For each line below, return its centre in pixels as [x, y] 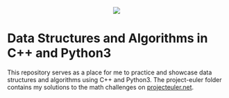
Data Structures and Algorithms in [108, 39]
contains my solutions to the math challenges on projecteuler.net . [101, 87]
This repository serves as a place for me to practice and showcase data [110, 72]
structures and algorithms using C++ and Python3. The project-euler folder [114, 79]
